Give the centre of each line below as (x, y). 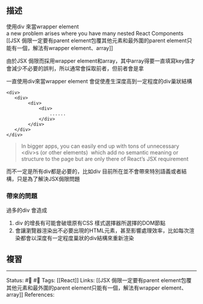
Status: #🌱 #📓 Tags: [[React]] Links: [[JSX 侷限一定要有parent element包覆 (99, 280)
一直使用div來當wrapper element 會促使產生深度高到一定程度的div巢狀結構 (99, 81)
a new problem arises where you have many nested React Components (95, 33)
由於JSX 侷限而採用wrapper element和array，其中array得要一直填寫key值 (98, 61)
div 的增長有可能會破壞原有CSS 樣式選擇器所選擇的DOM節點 (90, 223)
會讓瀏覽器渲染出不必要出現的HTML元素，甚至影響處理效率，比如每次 (102, 230)
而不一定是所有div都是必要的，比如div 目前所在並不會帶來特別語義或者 (94, 171)
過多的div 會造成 (27, 211)
